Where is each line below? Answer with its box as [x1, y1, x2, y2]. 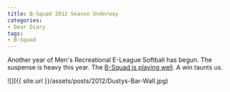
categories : [7, 17, 42, 24]
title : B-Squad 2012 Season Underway [7, 10, 119, 18]
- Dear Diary [7, 23, 46, 30]
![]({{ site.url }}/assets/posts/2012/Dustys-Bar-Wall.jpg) [7, 77, 168, 85]
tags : [7, 29, 23, 37]
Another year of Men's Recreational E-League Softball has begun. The [7, 55, 212, 64]
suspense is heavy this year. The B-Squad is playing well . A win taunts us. [7, 63, 223, 72]
